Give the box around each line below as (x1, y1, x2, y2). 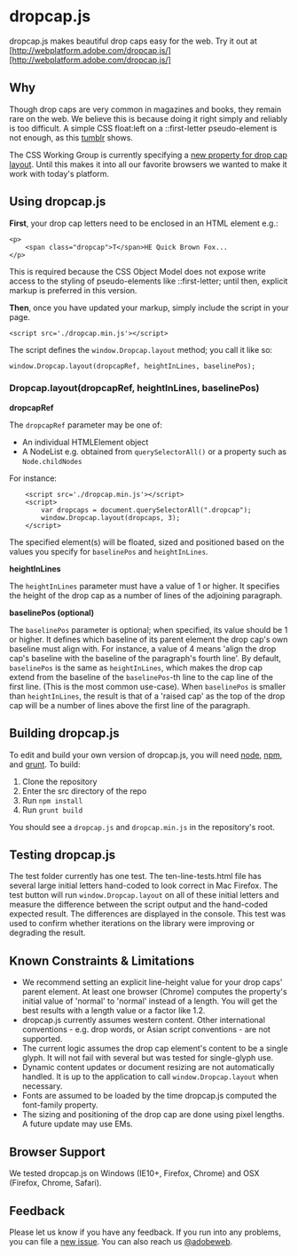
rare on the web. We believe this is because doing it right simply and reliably (9, 113, 288, 124)
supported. (21, 1034, 63, 1044)
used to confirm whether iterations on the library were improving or (9, 918, 255, 929)
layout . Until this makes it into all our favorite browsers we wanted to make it (9, 158, 287, 170)
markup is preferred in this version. (9, 284, 137, 295)
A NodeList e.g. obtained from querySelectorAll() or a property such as (21, 446, 286, 457)
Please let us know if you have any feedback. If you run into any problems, (9, 1227, 281, 1237)
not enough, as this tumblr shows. (9, 132, 133, 143)
